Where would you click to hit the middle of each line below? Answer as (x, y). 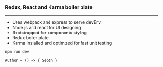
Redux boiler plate (30, 38)
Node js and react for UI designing (46, 28)
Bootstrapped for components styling (49, 33)
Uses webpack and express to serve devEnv (57, 22)
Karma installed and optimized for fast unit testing (62, 43)
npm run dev (17, 52)
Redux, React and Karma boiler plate (49, 7)
